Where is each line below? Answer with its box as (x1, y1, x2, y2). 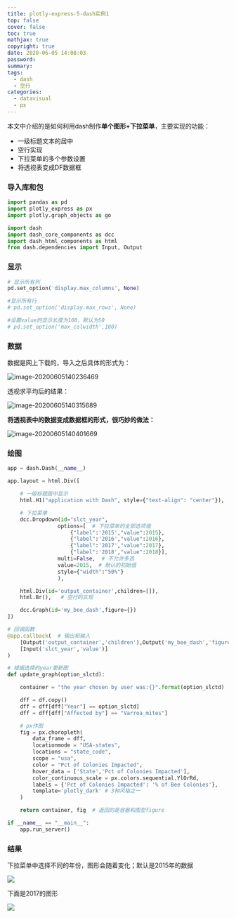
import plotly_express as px (7, 205, 93, 213)
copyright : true (7, 43, 55, 50)
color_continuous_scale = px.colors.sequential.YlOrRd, (32, 774, 199, 782)
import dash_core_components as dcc (7, 231, 114, 238)
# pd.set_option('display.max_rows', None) (7, 304, 137, 311)
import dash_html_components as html (7, 237, 118, 244)
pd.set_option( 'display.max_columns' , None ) (7, 285, 140, 292)
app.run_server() (20, 826, 71, 833)
